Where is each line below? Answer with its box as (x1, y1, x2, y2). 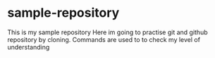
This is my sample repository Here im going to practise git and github (7, 28, 208, 36)
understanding (7, 43, 50, 51)
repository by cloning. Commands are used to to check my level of (7, 35, 201, 43)
